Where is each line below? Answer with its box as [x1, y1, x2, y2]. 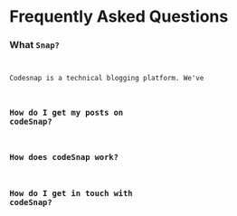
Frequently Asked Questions [9, 6, 229, 27]
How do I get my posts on [9, 107, 124, 117]
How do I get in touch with [9, 188, 133, 198]
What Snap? [9, 39, 61, 52]
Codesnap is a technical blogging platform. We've [9, 74, 204, 83]
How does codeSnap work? [9, 152, 119, 163]
